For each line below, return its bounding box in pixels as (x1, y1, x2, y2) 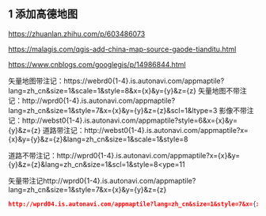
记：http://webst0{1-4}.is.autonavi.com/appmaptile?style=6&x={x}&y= (8, 116, 237, 125)
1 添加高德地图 (8, 7, 78, 21)
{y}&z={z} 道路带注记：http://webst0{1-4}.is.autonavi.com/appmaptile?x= (8, 125, 249, 135)
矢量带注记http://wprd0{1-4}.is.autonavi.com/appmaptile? (8, 176, 196, 185)
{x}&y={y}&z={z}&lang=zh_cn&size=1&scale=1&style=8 (8, 134, 188, 144)
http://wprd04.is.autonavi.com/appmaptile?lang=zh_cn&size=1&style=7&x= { (8, 200, 257, 208)
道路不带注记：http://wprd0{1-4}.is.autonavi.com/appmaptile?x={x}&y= (8, 150, 240, 160)
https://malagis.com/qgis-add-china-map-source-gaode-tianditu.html (8, 44, 237, 54)
